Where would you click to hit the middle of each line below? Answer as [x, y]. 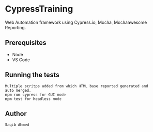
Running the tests [32, 75]
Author [16, 113]
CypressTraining [39, 9]
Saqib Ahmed [17, 125]
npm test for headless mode [33, 99]
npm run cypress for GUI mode [36, 95]
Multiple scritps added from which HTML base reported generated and [77, 86]
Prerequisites [26, 43]
